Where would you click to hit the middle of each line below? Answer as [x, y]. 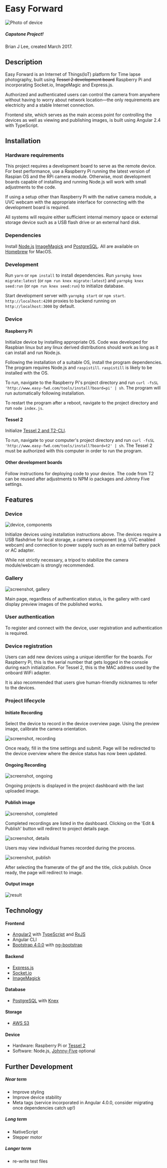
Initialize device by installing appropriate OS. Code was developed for [77, 342]
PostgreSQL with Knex [35, 1000]
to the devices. [20, 688]
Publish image [20, 802]
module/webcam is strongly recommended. [50, 565]
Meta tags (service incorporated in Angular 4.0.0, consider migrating [83, 1102]
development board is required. [37, 207]
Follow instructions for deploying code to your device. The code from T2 [80, 473]
